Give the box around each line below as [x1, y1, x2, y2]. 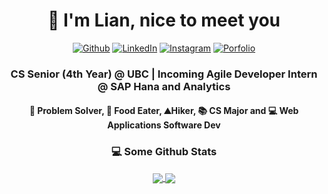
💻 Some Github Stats [110, 145, 218, 159]
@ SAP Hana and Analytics [97, 79, 231, 93]
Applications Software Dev [107, 119, 221, 131]
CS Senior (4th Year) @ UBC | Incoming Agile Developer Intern [10, 67, 318, 81]
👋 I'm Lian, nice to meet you [47, 9, 281, 32]
